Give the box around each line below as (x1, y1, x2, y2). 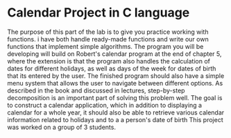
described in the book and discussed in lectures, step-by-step (7, 86, 185, 95)
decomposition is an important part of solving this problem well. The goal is (7, 93, 223, 101)
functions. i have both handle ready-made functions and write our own (7, 34, 209, 43)
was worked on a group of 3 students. (7, 123, 117, 131)
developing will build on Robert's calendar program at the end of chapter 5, (7, 50, 222, 58)
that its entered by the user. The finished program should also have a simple (7, 71, 225, 80)
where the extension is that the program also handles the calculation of (7, 57, 210, 65)
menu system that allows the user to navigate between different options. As (7, 79, 223, 87)
